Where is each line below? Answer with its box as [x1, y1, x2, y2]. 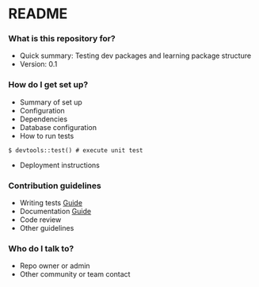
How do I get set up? [8, 79, 89, 90]
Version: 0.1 [19, 59, 58, 69]
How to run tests [19, 131, 74, 140]
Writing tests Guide [19, 198, 83, 208]
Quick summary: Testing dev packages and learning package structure [19, 51, 252, 60]
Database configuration [19, 122, 97, 132]
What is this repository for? [8, 33, 116, 44]
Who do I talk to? [8, 243, 74, 254]
